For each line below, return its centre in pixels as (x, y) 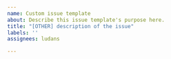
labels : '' (23, 33)
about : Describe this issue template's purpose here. (86, 20)
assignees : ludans (33, 39)
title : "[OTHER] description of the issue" (71, 26)
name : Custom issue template (49, 13)
